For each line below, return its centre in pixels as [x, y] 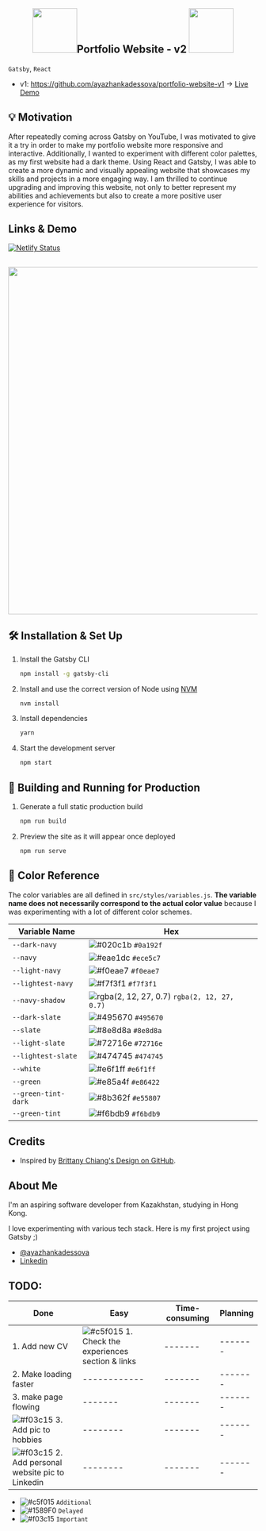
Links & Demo [43, 229]
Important [72, 1519]
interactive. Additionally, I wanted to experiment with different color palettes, [133, 153]
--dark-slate [37, 1017]
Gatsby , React [30, 68]
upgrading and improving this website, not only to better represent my [122, 187]
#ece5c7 [146, 958]
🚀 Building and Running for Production [104, 787]
